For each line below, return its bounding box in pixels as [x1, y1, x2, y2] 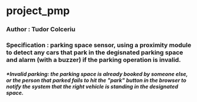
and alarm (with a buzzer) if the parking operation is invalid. [6, 56, 182, 64]
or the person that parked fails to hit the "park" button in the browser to [6, 77, 186, 84]
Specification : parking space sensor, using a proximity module [6, 41, 192, 50]
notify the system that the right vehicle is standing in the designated [6, 83, 179, 90]
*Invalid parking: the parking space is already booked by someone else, [6, 70, 188, 77]
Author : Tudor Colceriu [6, 25, 76, 34]
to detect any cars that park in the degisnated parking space [6, 48, 183, 57]
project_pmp [6, 4, 70, 18]
